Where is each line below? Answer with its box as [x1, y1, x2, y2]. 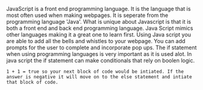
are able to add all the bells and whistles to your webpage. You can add [6, 38, 186, 44]
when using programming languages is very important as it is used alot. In [6, 50, 192, 57]
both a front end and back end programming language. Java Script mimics [6, 24, 193, 32]
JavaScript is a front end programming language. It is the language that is [6, 5, 191, 12]
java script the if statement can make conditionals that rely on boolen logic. [6, 57, 195, 64]
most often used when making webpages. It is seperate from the [6, 12, 169, 19]
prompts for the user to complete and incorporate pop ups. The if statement [6, 44, 197, 51]
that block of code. [6, 79, 59, 85]
